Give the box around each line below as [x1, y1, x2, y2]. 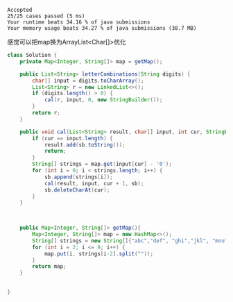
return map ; [32, 263, 67, 270]
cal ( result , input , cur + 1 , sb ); [44, 180, 144, 187]
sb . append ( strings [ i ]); [44, 174, 113, 181]
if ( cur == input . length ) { [32, 135, 113, 142]
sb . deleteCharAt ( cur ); [44, 186, 110, 194]
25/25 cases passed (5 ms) [7, 12, 85, 19]
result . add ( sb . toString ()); [44, 141, 126, 149]
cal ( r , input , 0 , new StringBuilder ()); [44, 97, 163, 103]
